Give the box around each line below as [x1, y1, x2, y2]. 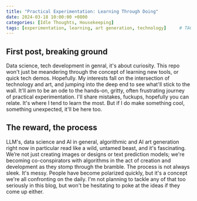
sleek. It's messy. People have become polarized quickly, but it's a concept [6, 169, 188, 176]
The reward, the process [6, 122, 98, 132]
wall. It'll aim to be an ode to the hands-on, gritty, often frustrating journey [6, 87, 185, 94]
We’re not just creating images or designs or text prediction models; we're [6, 151, 185, 158]
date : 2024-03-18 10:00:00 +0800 [6, 14, 88, 20]
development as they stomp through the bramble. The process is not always [6, 163, 190, 170]
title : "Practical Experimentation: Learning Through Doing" [6, 8, 159, 15]
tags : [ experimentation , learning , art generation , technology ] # [6, 25, 182, 31]
